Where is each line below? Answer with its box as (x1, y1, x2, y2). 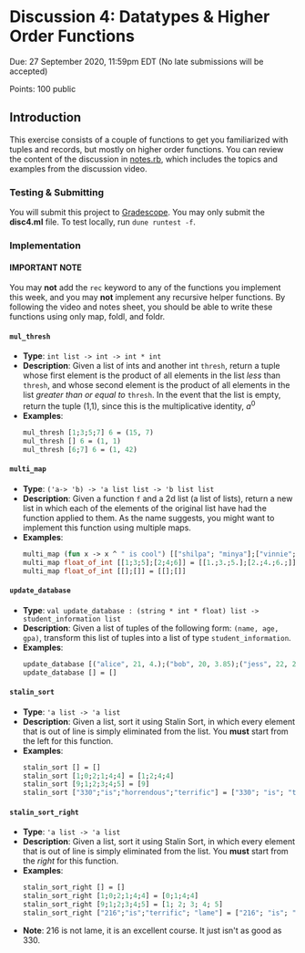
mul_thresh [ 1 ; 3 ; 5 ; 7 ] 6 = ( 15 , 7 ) (22, 428, 155, 437)
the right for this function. (22, 855, 119, 866)
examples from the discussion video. (9, 162, 147, 174)
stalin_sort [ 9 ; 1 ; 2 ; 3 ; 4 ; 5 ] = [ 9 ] (22, 780, 150, 789)
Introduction (9, 110, 82, 125)
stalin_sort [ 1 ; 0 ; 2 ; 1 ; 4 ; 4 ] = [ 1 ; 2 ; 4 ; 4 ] (22, 771, 175, 780)
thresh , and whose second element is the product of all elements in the (22, 380, 290, 391)
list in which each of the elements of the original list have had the (22, 502, 267, 513)
